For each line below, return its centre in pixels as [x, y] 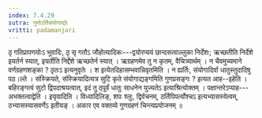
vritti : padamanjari [42, 30]
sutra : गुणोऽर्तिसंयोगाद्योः [38, 23]
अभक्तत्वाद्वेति [24, 97]
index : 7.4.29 [32, 15]
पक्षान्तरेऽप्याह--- [228, 88]
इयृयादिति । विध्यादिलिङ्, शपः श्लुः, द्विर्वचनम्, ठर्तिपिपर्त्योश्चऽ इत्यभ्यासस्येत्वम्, [144, 97]
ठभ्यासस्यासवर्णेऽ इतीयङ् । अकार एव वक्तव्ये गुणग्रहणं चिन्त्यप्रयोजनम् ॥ [95, 105]
